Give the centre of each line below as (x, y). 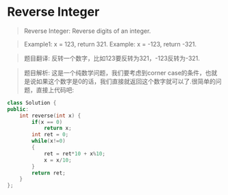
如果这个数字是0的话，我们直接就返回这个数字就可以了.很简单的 (126, 81)
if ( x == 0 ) (47, 122)
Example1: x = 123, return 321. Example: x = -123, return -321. (110, 44)
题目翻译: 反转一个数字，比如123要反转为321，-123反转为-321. (112, 58)
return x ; (58, 128)
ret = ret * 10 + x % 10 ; (75, 154)
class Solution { (32, 103)
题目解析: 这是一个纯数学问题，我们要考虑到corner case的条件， (114, 73)
